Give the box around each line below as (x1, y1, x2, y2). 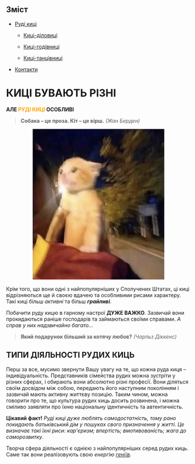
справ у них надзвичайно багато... (6, 321, 94, 328)
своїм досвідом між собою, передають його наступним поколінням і (6, 384, 179, 391)
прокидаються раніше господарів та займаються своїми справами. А (6, 315, 182, 322)
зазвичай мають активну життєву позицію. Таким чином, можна (6, 391, 168, 398)
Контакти (14, 66, 38, 73)
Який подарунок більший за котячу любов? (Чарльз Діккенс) (20, 333, 177, 340)
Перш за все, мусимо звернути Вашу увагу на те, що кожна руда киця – (6, 365, 186, 372)
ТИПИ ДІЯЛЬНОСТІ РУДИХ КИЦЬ (6, 350, 135, 360)
